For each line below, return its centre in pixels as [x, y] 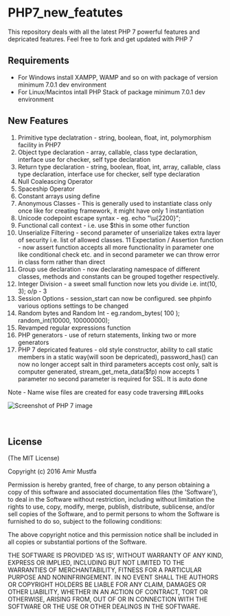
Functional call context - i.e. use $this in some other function [104, 225]
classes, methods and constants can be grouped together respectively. [118, 276]
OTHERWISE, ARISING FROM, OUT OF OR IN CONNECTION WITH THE [108, 599]
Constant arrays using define [59, 196]
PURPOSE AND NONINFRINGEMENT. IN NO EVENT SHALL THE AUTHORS [113, 577]
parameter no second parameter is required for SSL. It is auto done [113, 379]
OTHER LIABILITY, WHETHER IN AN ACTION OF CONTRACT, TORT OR [108, 592]
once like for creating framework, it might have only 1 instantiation [111, 211]
